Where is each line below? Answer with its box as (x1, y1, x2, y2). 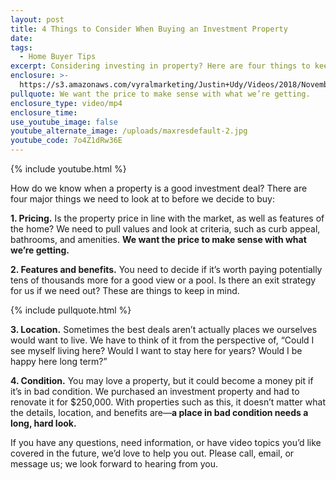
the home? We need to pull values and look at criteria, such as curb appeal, (10, 223, 321, 235)
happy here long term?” (10, 356, 108, 367)
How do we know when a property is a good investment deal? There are (10, 182, 308, 194)
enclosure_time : (10, 107, 78, 118)
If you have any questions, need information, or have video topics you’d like (10, 437, 322, 448)
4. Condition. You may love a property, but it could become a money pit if (10, 375, 314, 386)
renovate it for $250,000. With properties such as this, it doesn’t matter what (10, 396, 327, 408)
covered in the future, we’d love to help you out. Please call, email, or (10, 447, 295, 459)
